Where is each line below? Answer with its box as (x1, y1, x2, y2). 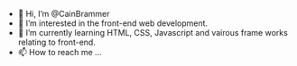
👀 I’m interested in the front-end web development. (17, 18, 209, 29)
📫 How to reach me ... (17, 47, 102, 57)
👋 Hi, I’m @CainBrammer (17, 9, 110, 19)
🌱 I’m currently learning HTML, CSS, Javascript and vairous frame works (17, 28, 289, 37)
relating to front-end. (17, 37, 97, 47)
